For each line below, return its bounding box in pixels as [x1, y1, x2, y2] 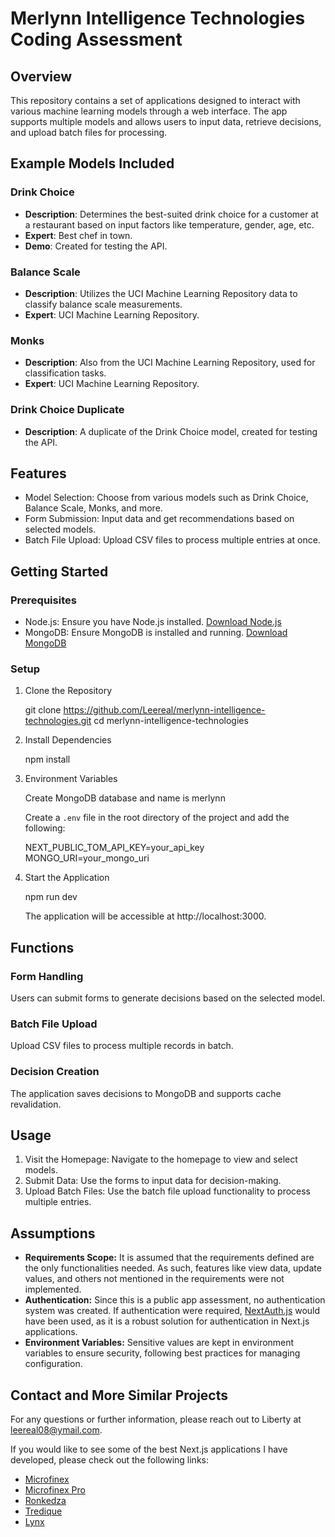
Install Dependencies [24, 734, 112, 746]
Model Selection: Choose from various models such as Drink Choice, [24, 492, 309, 504]
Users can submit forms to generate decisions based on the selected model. [10, 992, 326, 1004]
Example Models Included [10, 155, 175, 172]
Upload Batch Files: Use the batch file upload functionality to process [24, 1185, 312, 1197]
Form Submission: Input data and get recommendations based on [24, 513, 295, 525]
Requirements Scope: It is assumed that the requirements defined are [24, 1252, 315, 1264]
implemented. [24, 1283, 82, 1296]
